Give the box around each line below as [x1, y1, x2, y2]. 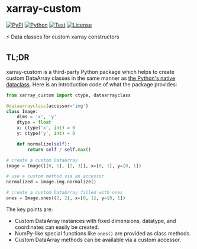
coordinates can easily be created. [14, 224, 99, 231]
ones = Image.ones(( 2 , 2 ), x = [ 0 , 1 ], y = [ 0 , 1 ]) [6, 195, 126, 201]
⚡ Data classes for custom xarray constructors [6, 33, 120, 40]
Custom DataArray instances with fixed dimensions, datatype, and [14, 217, 176, 224]
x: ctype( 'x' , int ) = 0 [17, 125, 76, 131]
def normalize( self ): [17, 141, 70, 147]
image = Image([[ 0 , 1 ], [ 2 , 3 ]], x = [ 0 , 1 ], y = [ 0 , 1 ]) [6, 163, 142, 169]
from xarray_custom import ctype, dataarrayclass [6, 92, 131, 98]
